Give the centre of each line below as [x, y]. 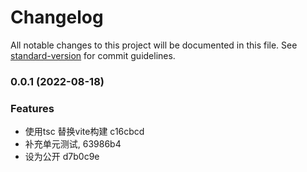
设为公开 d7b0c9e [62, 157]
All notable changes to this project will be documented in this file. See [154, 45]
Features [32, 108]
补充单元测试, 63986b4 [73, 144]
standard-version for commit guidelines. [93, 55]
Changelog [57, 17]
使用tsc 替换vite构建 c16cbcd [84, 132]
